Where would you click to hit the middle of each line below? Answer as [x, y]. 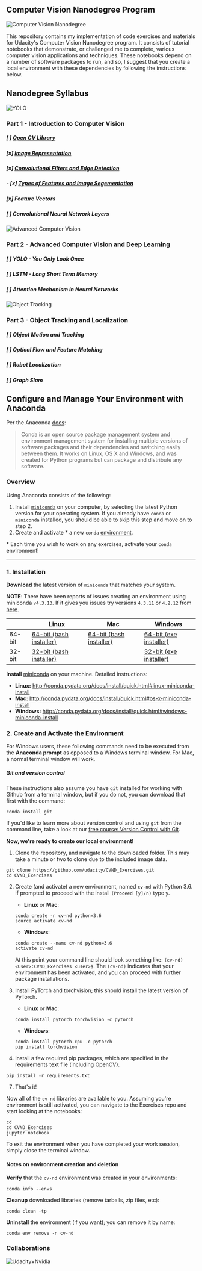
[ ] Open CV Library [31, 138]
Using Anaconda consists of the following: [59, 495]
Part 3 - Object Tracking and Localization [67, 320]
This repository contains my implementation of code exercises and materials [101, 36]
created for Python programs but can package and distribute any [101, 460]
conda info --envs [29, 1189]
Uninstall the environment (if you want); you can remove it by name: [91, 1222]
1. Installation [26, 571]
